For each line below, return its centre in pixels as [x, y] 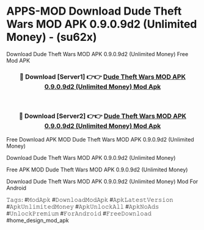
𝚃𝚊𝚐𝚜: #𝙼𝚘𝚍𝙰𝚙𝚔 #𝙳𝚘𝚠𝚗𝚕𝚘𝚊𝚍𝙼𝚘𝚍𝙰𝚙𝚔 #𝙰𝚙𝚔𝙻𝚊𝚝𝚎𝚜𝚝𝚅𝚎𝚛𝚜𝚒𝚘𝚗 [90, 199]
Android [16, 188]
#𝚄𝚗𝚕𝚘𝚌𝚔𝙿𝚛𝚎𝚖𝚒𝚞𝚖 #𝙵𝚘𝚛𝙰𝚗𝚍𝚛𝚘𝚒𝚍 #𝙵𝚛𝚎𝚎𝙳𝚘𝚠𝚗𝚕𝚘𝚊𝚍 [79, 213]
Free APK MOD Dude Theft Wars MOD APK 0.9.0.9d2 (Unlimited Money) [97, 170]
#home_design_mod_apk [38, 220]
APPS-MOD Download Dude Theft [94, 11]
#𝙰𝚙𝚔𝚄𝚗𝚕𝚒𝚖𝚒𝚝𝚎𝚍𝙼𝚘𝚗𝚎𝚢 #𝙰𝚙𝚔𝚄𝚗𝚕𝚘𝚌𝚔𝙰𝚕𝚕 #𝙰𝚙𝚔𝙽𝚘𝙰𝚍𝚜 [83, 206]
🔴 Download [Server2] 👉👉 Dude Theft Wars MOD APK [103, 116]
